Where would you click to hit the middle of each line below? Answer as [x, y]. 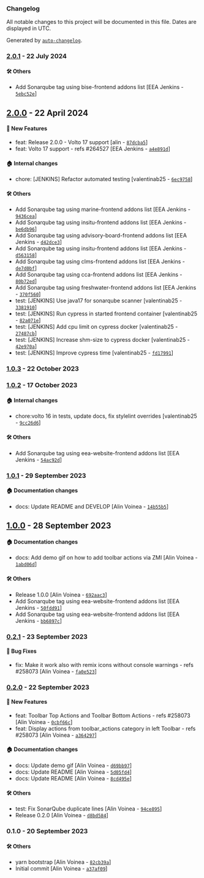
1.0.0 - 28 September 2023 [59, 526]
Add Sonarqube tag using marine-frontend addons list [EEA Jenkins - [103, 209]
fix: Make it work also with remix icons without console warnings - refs [104, 664]
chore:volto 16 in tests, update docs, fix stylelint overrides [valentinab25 [106, 416]
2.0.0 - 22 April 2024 [47, 113]
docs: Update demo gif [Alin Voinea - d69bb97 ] [73, 766]
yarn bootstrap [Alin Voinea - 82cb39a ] [63, 862]
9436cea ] [26, 216]
